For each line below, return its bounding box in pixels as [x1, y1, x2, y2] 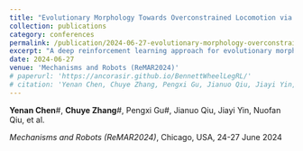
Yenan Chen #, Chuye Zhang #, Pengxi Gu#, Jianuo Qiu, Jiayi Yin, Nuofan [9, 104, 281, 115]
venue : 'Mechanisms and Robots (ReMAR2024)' [9, 64, 179, 73]
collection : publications [9, 22, 106, 31]
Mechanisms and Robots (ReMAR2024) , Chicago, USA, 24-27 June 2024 [9, 131, 282, 142]
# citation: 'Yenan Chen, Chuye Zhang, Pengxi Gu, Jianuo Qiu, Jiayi [9, 80, 277, 89]
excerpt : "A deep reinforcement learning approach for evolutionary [9, 47, 272, 56]
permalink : [9, 38, 50, 48]
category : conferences [9, 30, 95, 39]
